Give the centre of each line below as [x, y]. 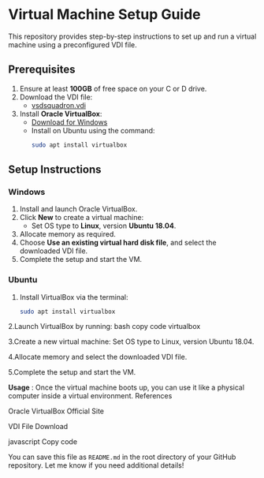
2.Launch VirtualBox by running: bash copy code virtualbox [104, 327]
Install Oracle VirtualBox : [61, 114]
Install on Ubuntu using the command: [93, 130]
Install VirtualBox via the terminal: [74, 297]
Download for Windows [69, 122]
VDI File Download [38, 427]
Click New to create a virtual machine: [82, 218]
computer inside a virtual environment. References [90, 396]
